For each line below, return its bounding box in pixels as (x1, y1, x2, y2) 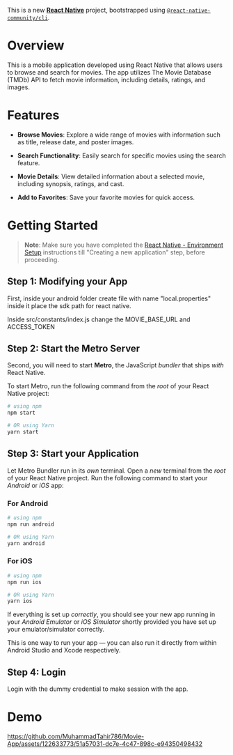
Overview (7, 38, 65, 54)
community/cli (7, 15, 49, 22)
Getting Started (7, 218, 99, 234)
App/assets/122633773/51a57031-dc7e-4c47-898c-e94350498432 (7, 740, 203, 748)
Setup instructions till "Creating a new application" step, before (24, 247, 205, 257)
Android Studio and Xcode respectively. (7, 646, 121, 655)
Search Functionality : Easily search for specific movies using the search (17, 151, 226, 160)
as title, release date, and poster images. (17, 137, 134, 146)
